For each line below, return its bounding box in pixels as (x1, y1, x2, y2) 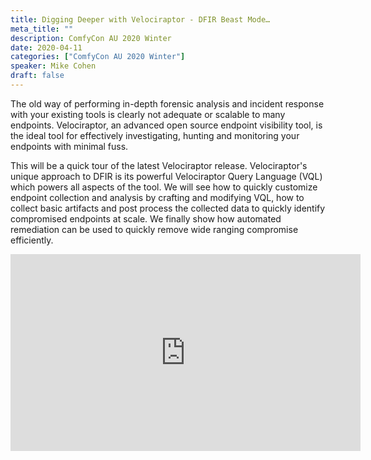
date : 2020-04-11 (10, 42, 83, 53)
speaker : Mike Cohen (10, 61, 97, 71)
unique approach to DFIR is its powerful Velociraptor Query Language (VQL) (10, 170, 323, 182)
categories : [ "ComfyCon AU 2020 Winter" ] (10, 52, 186, 62)
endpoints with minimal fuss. (10, 140, 129, 152)
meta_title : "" (10, 24, 74, 34)
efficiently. (10, 234, 54, 246)
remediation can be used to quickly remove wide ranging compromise (10, 223, 299, 235)
